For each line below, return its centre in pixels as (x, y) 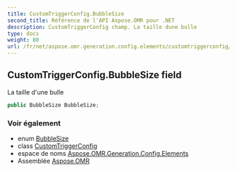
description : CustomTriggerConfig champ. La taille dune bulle (102, 27)
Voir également (34, 123)
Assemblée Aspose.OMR (54, 161)
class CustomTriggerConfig (57, 146)
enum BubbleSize (43, 138)
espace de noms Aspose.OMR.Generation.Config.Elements (103, 153)
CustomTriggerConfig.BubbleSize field (95, 75)
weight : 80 (23, 40)
